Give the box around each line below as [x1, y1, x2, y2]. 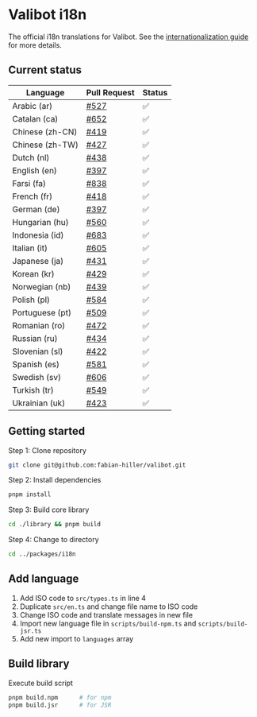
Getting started [8, 424, 86, 438]
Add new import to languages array [19, 634, 134, 643]
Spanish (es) [12, 358, 60, 370]
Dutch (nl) [12, 152, 50, 163]
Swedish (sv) [12, 371, 62, 382]
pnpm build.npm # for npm [8, 693, 112, 701]
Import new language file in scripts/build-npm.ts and [19, 618, 197, 628]
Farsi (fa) [12, 177, 46, 188]
